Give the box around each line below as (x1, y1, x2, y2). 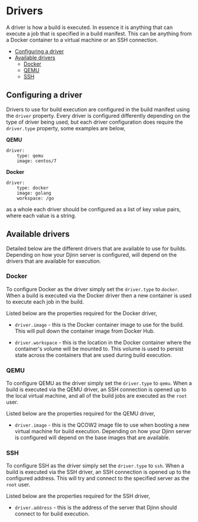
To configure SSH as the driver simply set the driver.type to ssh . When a (6, 462, 184, 469)
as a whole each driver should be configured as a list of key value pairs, (6, 205, 181, 212)
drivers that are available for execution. (6, 257, 102, 265)
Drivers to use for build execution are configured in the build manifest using (6, 105, 190, 113)
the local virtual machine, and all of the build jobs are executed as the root (6, 392, 187, 399)
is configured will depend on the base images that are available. (14, 434, 170, 442)
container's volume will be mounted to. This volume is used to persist (14, 345, 184, 352)
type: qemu (17, 153, 44, 159)
